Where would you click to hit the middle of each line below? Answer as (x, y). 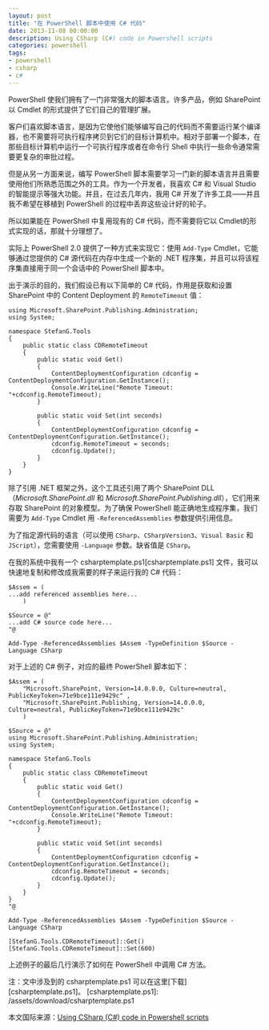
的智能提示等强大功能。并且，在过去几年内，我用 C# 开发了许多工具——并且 (134, 193)
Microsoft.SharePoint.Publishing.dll (163, 498)
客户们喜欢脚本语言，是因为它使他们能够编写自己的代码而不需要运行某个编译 (134, 126)
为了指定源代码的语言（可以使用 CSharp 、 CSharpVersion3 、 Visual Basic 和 (131, 535)
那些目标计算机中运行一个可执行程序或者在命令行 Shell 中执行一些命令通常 (131, 146)
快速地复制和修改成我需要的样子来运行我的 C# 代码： (96, 572)
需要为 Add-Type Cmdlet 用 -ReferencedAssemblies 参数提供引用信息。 (123, 518)
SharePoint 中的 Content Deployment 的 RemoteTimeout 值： (106, 295)
